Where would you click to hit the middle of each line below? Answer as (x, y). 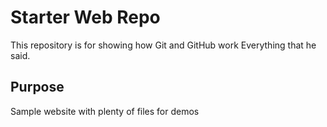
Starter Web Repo (85, 17)
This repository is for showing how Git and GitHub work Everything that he (163, 45)
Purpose (37, 87)
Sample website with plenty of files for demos (105, 111)
